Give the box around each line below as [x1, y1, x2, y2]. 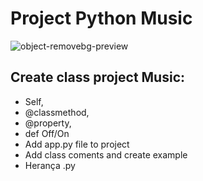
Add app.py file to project [24, 138, 130, 150]
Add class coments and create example [24, 148, 188, 161]
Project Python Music [10, 7, 193, 30]
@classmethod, [24, 106, 90, 118]
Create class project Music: [10, 69, 186, 86]
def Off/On [24, 127, 70, 139]
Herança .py [24, 159, 76, 171]
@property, [24, 117, 72, 129]
